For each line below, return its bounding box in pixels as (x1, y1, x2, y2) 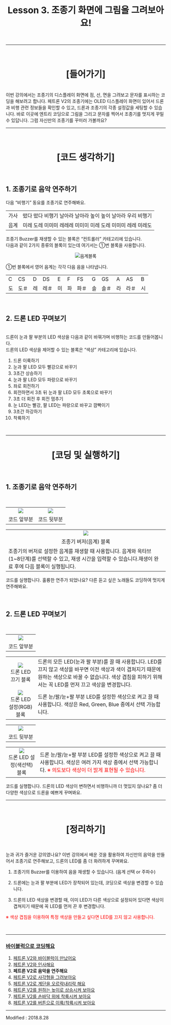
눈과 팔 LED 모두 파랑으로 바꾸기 (13, 377, 78, 383)
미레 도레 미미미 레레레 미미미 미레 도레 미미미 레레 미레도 (22, 222, 152, 229)
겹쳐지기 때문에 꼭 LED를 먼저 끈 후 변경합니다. (13, 903, 106, 909)
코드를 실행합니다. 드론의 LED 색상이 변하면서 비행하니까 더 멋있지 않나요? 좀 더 (6, 783, 163, 789)
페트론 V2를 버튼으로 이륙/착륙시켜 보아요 (13, 1000, 95, 1006)
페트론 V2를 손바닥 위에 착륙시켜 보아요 (13, 993, 91, 1000)
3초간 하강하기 (13, 408, 42, 415)
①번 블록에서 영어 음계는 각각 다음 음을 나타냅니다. (6, 264, 108, 270)
